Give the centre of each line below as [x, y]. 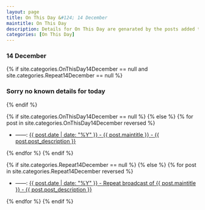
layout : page [23, 12]
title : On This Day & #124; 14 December [57, 18]
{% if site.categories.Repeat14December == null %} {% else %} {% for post [101, 164]
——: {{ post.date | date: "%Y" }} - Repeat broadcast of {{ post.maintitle [106, 183]
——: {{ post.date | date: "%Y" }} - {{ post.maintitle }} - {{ [87, 135]
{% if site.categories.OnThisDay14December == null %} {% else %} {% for [100, 116]
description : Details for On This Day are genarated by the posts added [101, 29]
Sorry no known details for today [56, 91]
